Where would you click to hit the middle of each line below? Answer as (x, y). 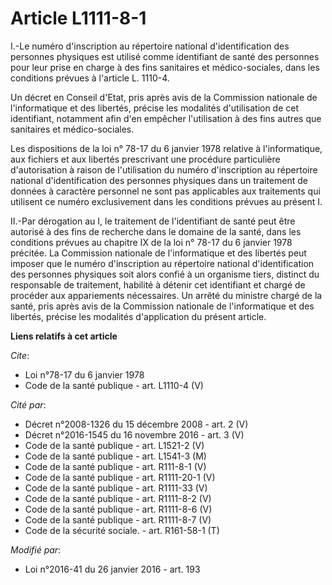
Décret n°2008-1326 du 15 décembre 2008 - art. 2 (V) (136, 424)
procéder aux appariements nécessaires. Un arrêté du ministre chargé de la (166, 295)
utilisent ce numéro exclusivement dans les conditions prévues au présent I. (166, 201)
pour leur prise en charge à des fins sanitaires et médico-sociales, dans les (165, 67)
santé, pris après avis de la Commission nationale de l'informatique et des (162, 306)
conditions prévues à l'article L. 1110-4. (90, 78)
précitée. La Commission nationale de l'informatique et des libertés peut (158, 253)
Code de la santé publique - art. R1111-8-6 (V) (118, 509)
